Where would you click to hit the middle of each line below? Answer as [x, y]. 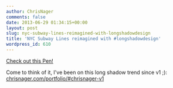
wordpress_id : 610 [28, 45]
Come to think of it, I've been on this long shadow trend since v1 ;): [87, 72]
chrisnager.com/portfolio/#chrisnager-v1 [55, 78]
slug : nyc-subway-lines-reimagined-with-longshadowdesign [78, 33]
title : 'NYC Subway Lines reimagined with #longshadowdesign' [84, 39]
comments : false [26, 17]
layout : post [22, 28]
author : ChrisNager [30, 11]
